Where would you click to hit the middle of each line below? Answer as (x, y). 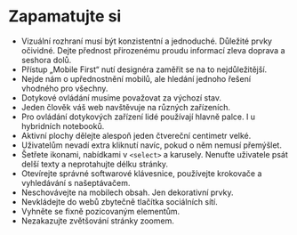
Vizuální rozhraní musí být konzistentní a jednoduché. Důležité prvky (147, 41)
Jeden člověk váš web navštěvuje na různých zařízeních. (126, 107)
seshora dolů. (46, 60)
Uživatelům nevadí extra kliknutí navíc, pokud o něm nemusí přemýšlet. (151, 145)
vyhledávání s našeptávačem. (76, 182)
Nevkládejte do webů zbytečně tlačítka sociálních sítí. (120, 201)
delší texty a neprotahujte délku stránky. (95, 164)
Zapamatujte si (65, 16)
